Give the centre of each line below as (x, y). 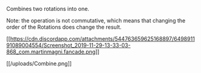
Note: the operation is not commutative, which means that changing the (96, 20)
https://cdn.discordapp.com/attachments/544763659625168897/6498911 (103, 39)
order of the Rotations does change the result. (64, 27)
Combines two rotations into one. (48, 9)
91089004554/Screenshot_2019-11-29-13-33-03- (69, 45)
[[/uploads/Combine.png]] (39, 64)
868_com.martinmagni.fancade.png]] (53, 52)
